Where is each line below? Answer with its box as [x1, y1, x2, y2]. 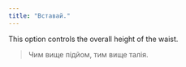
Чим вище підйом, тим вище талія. [28, 49, 149, 59]
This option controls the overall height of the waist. [8, 34, 179, 44]
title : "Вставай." [8, 11, 71, 20]
